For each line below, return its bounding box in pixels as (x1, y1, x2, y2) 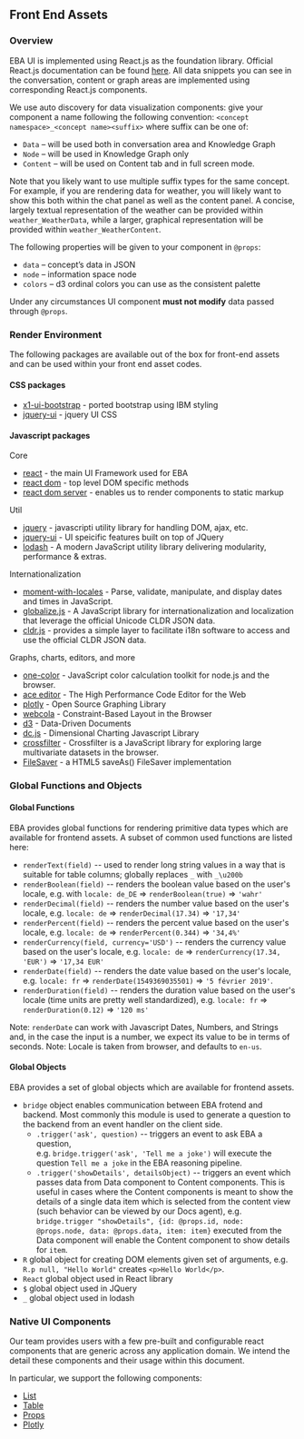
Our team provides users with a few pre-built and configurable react (9, 1335, 265, 1347)
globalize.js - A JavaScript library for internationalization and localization (22, 606, 295, 617)
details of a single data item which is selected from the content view (35, 1196, 291, 1206)
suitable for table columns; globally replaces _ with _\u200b (22, 868, 243, 879)
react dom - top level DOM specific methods (22, 477, 189, 489)
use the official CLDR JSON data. (22, 635, 147, 646)
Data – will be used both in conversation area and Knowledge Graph (22, 138, 276, 149)
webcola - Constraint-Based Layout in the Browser (22, 709, 212, 719)
